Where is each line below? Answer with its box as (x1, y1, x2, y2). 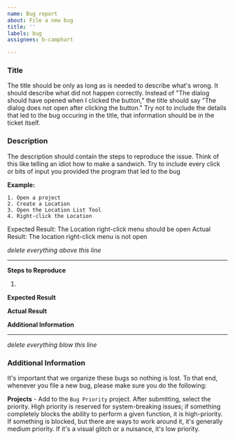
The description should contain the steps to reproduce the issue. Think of (7, 152, 219, 160)
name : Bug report (7, 10, 58, 18)
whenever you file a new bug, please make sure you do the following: (7, 381, 207, 390)
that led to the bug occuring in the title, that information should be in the (7, 111, 215, 120)
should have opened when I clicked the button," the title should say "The (7, 96, 217, 105)
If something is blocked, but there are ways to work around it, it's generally (7, 418, 223, 426)
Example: (7, 180, 36, 189)
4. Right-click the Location (7, 212, 92, 219)
